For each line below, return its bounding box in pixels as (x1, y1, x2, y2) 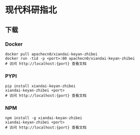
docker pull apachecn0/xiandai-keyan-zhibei (5, 52, 98, 56)
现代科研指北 (5, 4, 57, 16)
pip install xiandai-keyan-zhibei (5, 84, 76, 89)
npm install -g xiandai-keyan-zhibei (5, 116, 83, 121)
